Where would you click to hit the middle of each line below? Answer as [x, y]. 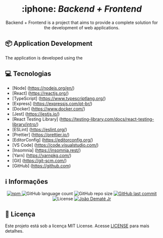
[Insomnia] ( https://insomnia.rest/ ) [46, 150]
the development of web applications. [82, 27]
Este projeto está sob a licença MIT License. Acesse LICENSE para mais [77, 226]
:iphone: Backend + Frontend [82, 9]
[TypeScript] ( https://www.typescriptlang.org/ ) [59, 98]
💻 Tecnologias [28, 74]
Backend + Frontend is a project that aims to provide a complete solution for [82, 22]
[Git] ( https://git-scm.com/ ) [39, 160]
